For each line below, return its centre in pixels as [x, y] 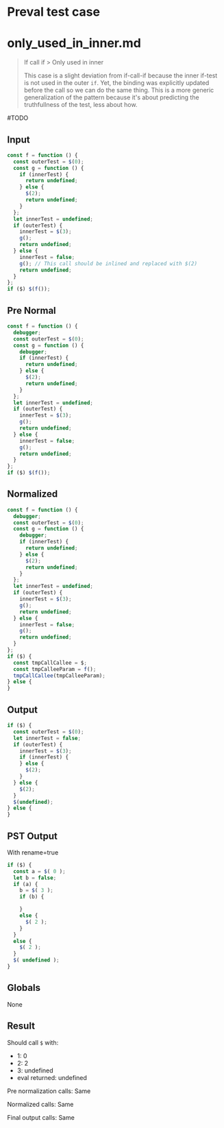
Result [21, 1026]
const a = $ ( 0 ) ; [40, 871]
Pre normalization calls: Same [49, 1091]
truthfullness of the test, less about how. [80, 105]
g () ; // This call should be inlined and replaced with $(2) [108, 263]
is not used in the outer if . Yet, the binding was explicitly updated [116, 83]
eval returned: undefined [52, 1077]
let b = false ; [35, 878]
